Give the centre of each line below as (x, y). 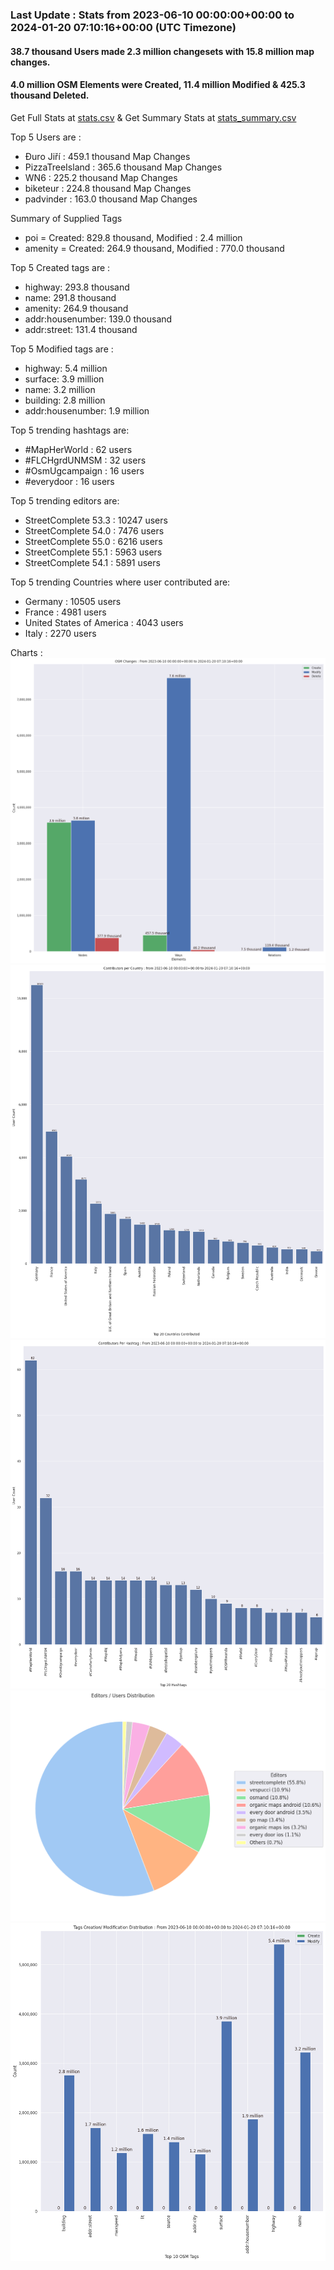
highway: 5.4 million (66, 368)
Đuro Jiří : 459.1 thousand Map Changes (107, 156)
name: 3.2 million (60, 389)
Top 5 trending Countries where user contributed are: (120, 582)
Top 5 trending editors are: (65, 500)
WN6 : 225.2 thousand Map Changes (101, 177)
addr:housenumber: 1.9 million (87, 410)
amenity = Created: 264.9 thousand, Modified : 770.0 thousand (154, 248)
